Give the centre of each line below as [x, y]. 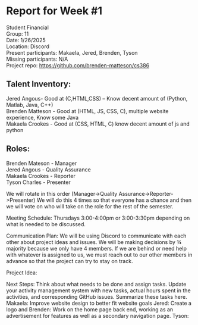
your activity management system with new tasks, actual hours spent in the [99, 290]
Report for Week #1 [54, 11]
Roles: [18, 149]
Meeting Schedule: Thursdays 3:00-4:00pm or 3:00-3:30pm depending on [98, 218]
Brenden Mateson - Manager [42, 163]
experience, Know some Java [43, 117]
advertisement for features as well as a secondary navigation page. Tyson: [98, 315]
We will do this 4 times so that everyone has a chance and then [114, 200]
